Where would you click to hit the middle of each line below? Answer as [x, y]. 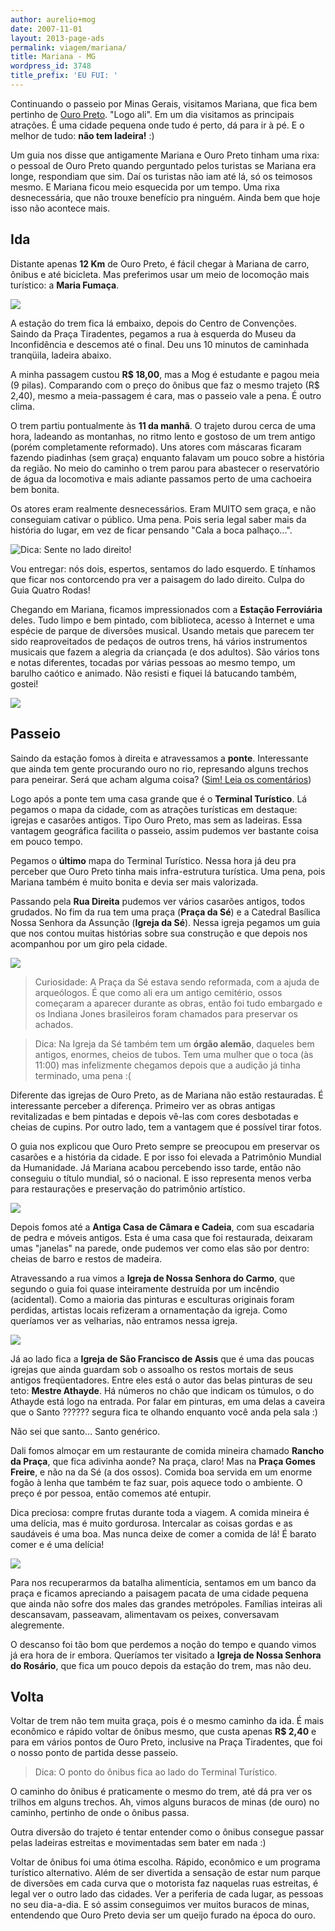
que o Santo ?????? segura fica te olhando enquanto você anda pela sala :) [164, 1412]
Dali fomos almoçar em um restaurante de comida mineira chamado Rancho [167, 1450]
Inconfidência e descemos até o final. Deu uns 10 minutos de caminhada [159, 344]
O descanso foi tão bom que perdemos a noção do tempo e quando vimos [163, 1644]
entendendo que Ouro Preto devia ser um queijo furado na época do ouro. [163, 1915]
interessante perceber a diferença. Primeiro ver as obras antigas [143, 1105]
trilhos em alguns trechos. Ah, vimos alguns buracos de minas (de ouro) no [165, 1802]
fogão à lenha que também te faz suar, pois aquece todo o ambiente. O [156, 1482]
